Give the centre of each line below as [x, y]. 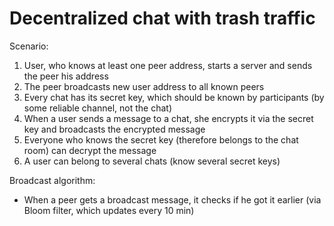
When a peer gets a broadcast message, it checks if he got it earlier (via [172, 199]
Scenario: [29, 46]
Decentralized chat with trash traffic [162, 18]
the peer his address [66, 76]
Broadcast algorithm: [52, 180]
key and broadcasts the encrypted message [114, 129]
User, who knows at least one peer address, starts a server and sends [168, 65]
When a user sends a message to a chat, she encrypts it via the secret [168, 118]
